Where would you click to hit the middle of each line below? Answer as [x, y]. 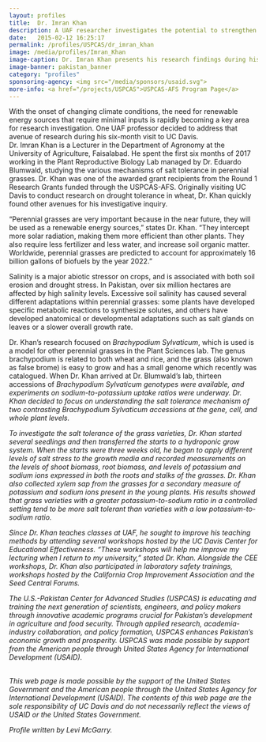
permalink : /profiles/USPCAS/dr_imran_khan [82, 45]
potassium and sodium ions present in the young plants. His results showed [132, 492]
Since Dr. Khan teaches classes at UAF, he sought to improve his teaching [130, 533]
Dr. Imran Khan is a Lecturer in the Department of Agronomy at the [117, 145]
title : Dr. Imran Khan [48, 23]
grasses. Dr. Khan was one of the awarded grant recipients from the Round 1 [133, 179]
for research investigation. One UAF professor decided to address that [123, 128]
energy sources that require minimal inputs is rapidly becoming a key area [129, 120]
